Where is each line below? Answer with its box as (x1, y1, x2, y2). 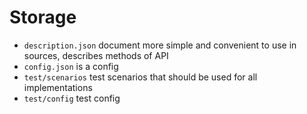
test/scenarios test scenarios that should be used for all (23, 71, 258, 83)
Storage (9, 6, 77, 29)
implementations (23, 81, 93, 93)
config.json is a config (23, 60, 119, 72)
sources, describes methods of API (23, 49, 169, 61)
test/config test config (23, 92, 121, 104)
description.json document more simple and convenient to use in (23, 39, 297, 51)
